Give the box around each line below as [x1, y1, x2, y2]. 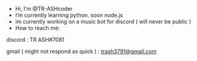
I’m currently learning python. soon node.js [15, 11, 123, 19]
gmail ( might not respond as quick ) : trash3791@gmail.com [6, 48, 157, 55]
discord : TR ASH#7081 [6, 36, 65, 43]
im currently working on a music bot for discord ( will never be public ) [15, 18, 192, 25]
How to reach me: [15, 24, 60, 31]
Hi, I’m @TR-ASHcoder [15, 5, 73, 12]
